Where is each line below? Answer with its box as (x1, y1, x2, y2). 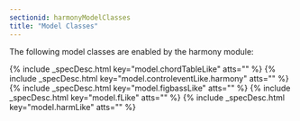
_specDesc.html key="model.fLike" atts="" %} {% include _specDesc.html (9, 91, 286, 103)
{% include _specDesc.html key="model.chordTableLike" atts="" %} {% (9, 64, 277, 74)
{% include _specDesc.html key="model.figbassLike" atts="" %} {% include (9, 82, 291, 93)
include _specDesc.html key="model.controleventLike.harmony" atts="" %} (9, 73, 290, 83)
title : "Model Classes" (9, 22, 99, 30)
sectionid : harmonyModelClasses (9, 13, 131, 22)
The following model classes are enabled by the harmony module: (9, 46, 254, 56)
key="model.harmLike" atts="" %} (9, 101, 137, 112)
